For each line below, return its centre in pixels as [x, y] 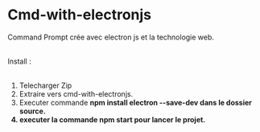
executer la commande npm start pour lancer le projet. [112, 119]
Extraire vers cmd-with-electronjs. [76, 93]
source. [32, 111]
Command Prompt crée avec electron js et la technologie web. [111, 37]
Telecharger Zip [45, 85]
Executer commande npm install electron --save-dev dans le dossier [136, 102]
